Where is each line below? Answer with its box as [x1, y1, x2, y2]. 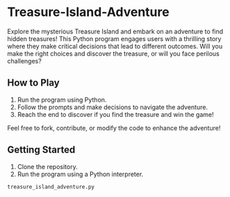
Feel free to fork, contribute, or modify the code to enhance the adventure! [7, 123, 221, 132]
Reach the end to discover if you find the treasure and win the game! [17, 110, 214, 118]
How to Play [7, 77, 60, 89]
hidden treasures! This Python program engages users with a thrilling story [7, 34, 222, 42]
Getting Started [7, 144, 76, 156]
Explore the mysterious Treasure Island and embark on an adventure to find [7, 27, 224, 36]
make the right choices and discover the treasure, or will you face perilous [7, 49, 220, 58]
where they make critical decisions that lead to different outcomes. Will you [7, 42, 223, 50]
